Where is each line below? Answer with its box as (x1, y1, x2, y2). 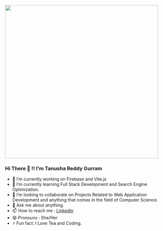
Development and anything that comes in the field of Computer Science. (12, 197, 158, 203)
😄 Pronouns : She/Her (12, 215, 58, 221)
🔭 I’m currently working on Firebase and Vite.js (12, 176, 107, 182)
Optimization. (12, 186, 39, 193)
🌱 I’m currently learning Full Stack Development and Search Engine (12, 181, 148, 187)
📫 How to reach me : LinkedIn (12, 208, 73, 214)
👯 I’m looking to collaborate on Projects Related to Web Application (12, 192, 147, 198)
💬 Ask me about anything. (12, 202, 65, 208)
